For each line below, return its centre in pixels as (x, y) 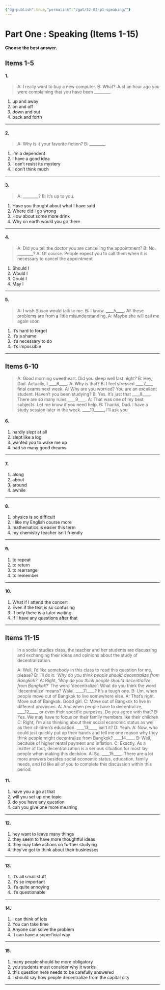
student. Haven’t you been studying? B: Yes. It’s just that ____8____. (84, 394)
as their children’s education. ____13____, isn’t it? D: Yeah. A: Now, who (87, 727)
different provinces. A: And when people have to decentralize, (80, 706)
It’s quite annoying (31, 887)
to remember (25, 575)
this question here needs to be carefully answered (63, 972)
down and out (26, 112)
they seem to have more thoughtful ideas (54, 839)
